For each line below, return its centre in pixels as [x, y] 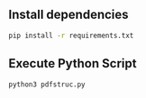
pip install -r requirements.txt [71, 35]
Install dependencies [68, 15]
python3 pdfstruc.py [47, 85]
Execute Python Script [73, 63]
